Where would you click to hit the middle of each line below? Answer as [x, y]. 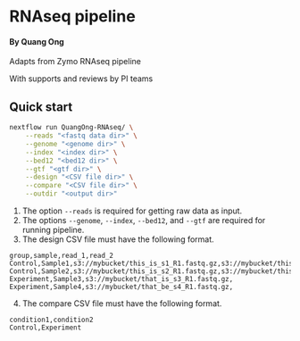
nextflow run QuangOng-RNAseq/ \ [71, 128]
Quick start [41, 107]
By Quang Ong [37, 41]
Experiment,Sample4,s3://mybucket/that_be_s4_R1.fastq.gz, [121, 287]
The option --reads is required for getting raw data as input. [132, 211]
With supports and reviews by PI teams [81, 79]
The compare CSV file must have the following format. [122, 304]
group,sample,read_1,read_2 [62, 256]
